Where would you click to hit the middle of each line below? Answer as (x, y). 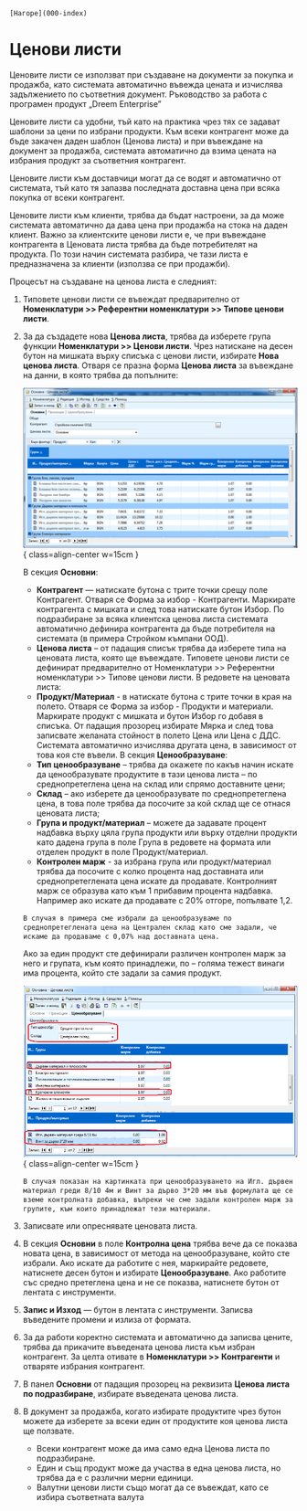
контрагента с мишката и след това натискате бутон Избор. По (160, 609)
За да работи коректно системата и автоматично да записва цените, (158, 1337)
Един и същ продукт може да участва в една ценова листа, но (159, 1468)
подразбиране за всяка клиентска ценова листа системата (152, 619)
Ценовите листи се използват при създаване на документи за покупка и (152, 74)
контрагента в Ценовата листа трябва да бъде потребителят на (134, 244)
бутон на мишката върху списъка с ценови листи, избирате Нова (151, 355)
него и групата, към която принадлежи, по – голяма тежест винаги (153, 964)
